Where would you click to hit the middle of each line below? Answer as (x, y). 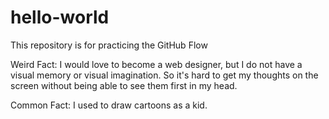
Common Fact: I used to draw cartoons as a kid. (109, 105)
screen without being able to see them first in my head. (124, 85)
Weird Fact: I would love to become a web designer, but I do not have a (156, 64)
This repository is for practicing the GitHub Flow (109, 45)
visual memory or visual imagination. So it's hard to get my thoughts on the (164, 75)
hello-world (60, 17)
